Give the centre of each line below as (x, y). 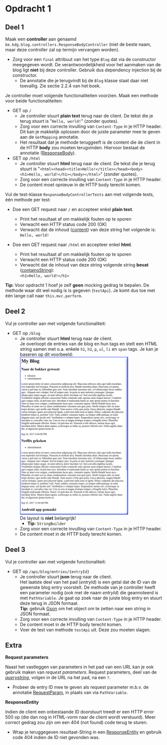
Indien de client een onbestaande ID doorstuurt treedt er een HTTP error (80, 712)
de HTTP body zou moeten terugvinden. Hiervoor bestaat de (83, 147)
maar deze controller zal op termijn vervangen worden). (62, 50)
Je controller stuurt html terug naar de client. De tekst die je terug (87, 163)
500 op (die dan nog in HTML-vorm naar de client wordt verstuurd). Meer (81, 717)
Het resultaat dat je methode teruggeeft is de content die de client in (90, 142)
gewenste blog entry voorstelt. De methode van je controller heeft (87, 587)
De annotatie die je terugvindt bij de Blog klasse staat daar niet (84, 81)
